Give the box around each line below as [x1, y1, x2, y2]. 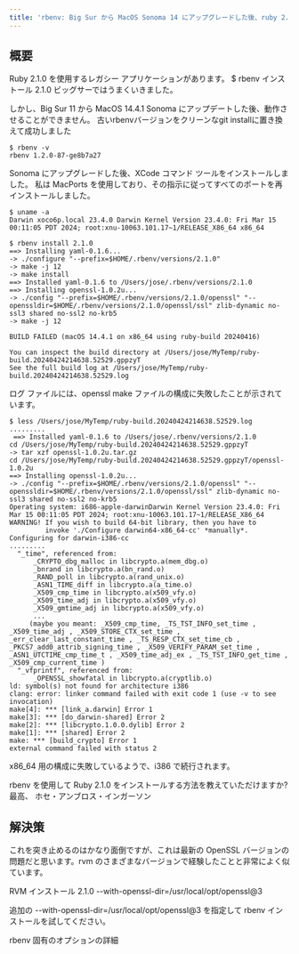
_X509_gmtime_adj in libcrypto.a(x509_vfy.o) [32, 604, 205, 613]
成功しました [24, 125, 72, 136]
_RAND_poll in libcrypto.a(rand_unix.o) [32, 573, 185, 582]
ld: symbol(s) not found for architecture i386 [9, 682, 190, 691]
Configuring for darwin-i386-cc [9, 534, 129, 543]
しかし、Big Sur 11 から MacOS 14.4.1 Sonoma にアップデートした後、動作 [9, 103, 280, 114]
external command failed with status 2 [9, 744, 158, 753]
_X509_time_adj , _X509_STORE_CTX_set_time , [9, 627, 181, 636]
